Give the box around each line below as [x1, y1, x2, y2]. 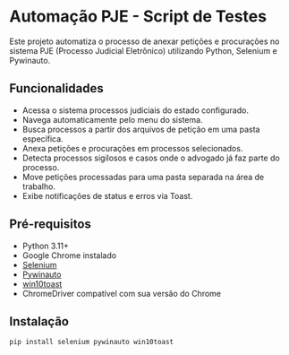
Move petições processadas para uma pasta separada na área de [21, 171, 265, 182]
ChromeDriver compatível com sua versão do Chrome [21, 288, 222, 299]
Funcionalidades [9, 81, 105, 96]
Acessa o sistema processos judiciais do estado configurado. [21, 105, 249, 116]
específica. [21, 133, 64, 144]
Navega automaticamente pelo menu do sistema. [21, 114, 203, 125]
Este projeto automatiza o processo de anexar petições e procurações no [9, 36, 280, 47]
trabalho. [21, 181, 56, 192]
